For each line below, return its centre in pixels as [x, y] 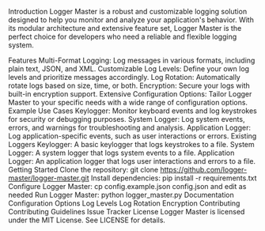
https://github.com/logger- [204, 170]
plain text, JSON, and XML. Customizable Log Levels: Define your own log [129, 69]
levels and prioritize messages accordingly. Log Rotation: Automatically [125, 77]
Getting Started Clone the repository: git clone [83, 170]
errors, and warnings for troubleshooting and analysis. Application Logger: [130, 127]
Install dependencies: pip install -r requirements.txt [174, 178]
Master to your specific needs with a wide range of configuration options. [128, 102]
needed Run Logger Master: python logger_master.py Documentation [121, 195]
